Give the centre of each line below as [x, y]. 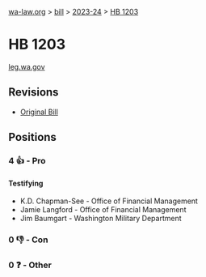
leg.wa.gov [27, 66]
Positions [32, 137]
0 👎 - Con [28, 240]
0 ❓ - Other [30, 265]
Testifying [26, 183]
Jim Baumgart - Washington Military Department [101, 219]
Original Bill [39, 112]
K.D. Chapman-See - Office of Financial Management [109, 201]
